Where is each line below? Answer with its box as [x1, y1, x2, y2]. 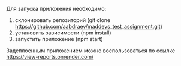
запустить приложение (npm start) [14, 36, 103, 42]
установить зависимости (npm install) [14, 29, 112, 36]
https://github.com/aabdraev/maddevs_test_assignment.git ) [14, 23, 163, 30]
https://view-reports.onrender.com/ [6, 54, 94, 60]
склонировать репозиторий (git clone [14, 17, 111, 23]
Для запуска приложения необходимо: [6, 5, 107, 12]
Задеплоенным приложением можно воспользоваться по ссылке [6, 47, 176, 54]
